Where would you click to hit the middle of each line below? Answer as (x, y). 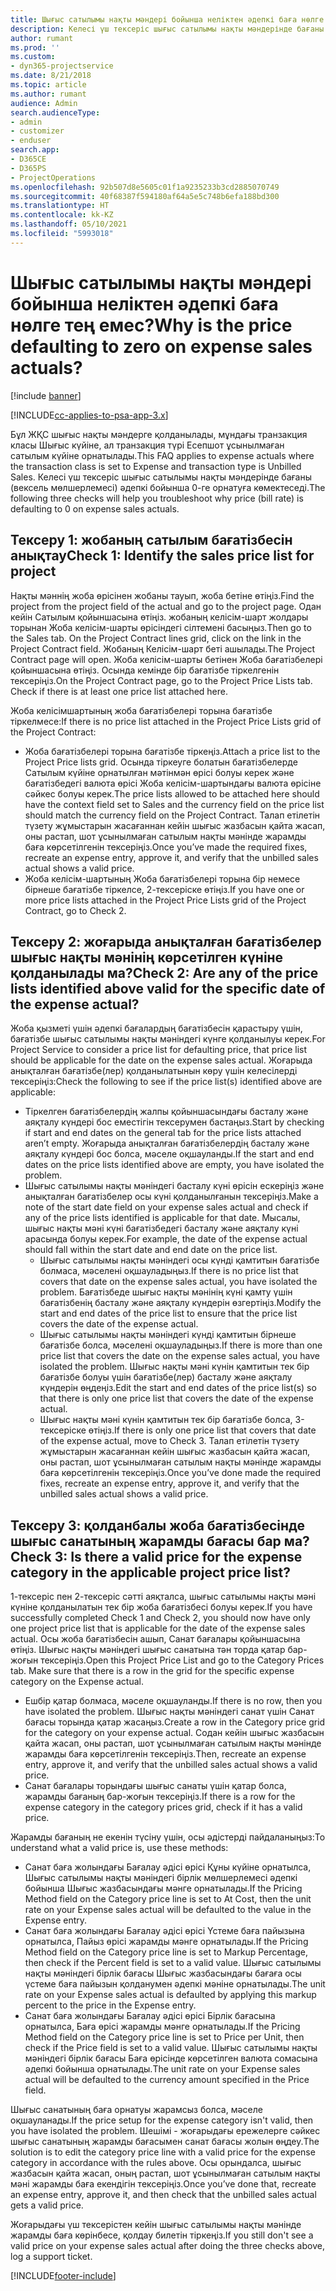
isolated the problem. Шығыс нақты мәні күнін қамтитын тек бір (174, 1367)
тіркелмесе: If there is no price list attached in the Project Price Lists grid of (166, 721)
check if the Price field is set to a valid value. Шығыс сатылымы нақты (171, 2048)
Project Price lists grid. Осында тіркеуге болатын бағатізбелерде (161, 762)
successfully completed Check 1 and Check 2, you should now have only (160, 1618)
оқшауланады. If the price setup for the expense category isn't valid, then (162, 2120)
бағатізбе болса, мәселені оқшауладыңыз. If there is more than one (181, 1345)
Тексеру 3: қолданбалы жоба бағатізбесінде (157, 1525)
